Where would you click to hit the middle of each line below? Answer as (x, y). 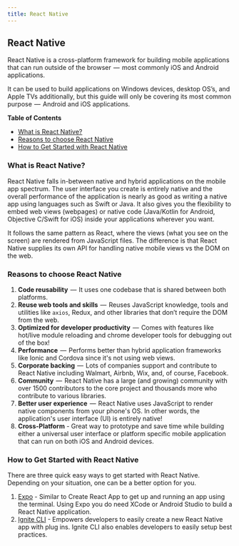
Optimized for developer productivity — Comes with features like (116, 328)
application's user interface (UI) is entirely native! (90, 419)
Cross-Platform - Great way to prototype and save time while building (121, 426)
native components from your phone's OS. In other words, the (108, 411)
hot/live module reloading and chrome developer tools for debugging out (124, 335)
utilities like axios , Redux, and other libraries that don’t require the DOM (123, 313)
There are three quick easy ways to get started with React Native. (104, 475)
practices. (32, 535)
